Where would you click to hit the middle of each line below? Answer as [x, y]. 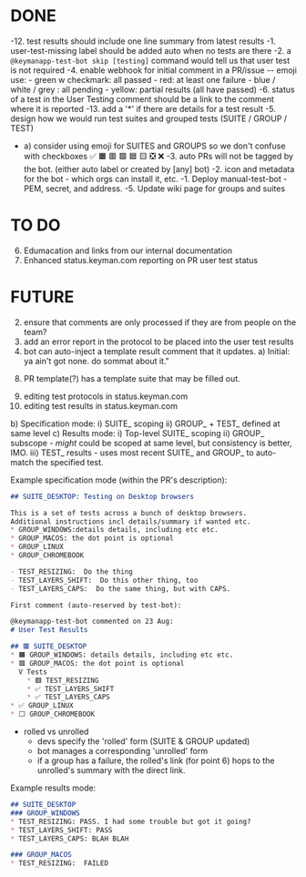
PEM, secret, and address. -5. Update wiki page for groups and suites [154, 189]
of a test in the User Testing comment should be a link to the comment [142, 99]
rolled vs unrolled [56, 732]
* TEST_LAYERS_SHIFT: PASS [61, 830]
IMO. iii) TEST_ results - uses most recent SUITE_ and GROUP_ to [132, 453]
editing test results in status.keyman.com [101, 405]
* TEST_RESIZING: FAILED [59, 863]
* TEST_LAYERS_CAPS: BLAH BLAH [70, 839]
